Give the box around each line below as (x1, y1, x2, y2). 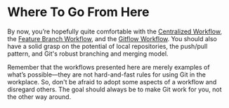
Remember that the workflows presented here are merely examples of (7, 63, 210, 71)
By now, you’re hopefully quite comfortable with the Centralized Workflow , (7, 27, 223, 36)
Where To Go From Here (7, 4, 150, 20)
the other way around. (7, 92, 72, 101)
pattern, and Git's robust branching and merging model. (7, 49, 169, 58)
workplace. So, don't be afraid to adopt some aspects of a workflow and (7, 77, 217, 86)
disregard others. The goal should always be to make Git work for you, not (7, 85, 223, 93)
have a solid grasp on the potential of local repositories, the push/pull (7, 42, 208, 50)
